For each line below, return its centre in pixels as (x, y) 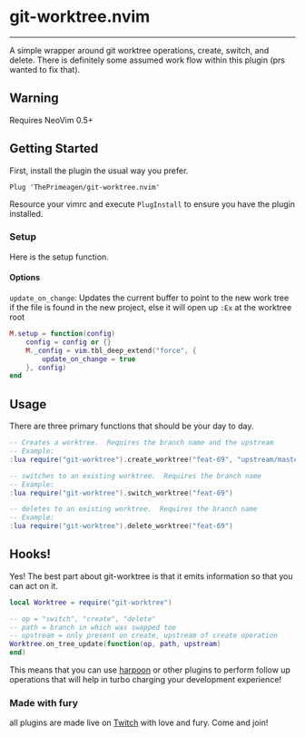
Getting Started (54, 148)
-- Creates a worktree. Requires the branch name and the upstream (142, 443)
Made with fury (44, 703)
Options (25, 278)
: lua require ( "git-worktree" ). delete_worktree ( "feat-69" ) (121, 526)
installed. (26, 213)
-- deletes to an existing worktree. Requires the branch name (133, 509)
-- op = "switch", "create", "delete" (83, 619)
